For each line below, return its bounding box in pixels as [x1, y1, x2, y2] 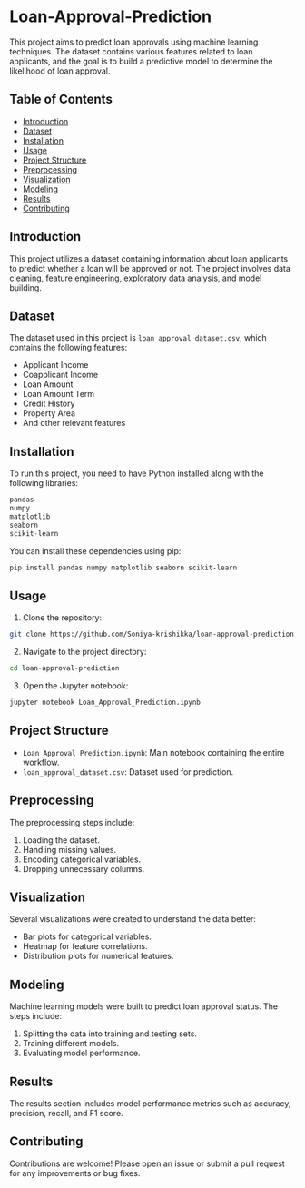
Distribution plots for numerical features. [22, 951, 174, 962]
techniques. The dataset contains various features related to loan [9, 45, 253, 56]
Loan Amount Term [22, 389, 95, 400]
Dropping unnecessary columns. [22, 863, 145, 874]
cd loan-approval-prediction [9, 664, 120, 673]
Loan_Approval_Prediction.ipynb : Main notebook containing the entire [22, 747, 285, 757]
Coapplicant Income [22, 370, 98, 381]
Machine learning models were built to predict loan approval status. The [9, 1001, 279, 1012]
